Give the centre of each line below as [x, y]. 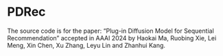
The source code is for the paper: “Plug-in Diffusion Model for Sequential [110, 31]
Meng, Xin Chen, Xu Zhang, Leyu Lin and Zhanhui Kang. [86, 45]
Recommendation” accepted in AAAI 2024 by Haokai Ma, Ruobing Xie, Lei [112, 38]
